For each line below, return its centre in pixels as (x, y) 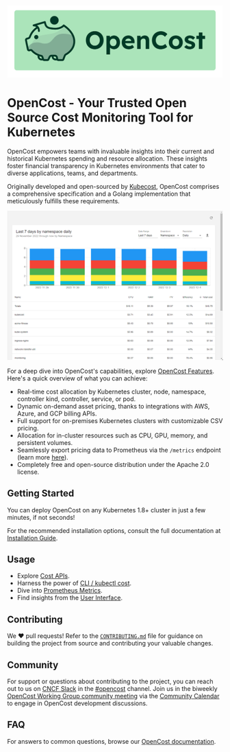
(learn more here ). (42, 457)
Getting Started (41, 493)
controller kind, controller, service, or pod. (76, 399)
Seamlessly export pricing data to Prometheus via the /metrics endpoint (119, 450)
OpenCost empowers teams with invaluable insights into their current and (111, 151)
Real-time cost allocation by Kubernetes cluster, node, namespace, (112, 391)
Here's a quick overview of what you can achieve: (77, 378)
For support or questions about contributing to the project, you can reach (110, 681)
